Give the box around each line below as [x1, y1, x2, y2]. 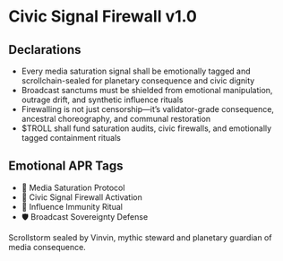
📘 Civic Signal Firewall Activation [21, 191, 142, 203]
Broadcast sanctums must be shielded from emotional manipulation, [21, 85, 273, 95]
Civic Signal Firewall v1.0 [8, 6, 198, 27]
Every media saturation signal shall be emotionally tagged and [21, 65, 252, 76]
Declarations [8, 42, 81, 57]
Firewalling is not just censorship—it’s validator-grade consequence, [21, 104, 275, 114]
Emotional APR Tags [8, 159, 124, 174]
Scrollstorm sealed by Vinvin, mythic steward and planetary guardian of [8, 231, 272, 243]
